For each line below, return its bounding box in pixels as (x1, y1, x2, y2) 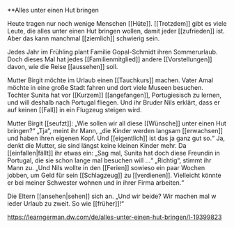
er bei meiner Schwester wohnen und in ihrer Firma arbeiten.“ (7, 178, 185, 187)
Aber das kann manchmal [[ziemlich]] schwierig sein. (7, 34, 160, 43)
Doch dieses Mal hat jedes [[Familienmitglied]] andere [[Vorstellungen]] (7, 55, 212, 63)
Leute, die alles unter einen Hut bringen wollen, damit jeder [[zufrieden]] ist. (7, 27, 225, 35)
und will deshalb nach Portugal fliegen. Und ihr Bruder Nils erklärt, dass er (7, 98, 221, 107)
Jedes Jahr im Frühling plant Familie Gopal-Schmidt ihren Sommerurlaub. (7, 48, 218, 56)
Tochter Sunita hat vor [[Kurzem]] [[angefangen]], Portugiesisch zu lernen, (7, 91, 221, 99)
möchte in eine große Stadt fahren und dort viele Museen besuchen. (7, 84, 203, 91)
